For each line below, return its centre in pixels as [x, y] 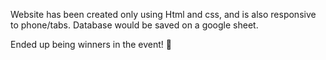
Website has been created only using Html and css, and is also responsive [163, 14]
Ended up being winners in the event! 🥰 [91, 44]
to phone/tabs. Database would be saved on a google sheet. [134, 25]
